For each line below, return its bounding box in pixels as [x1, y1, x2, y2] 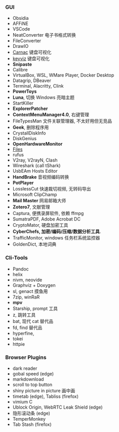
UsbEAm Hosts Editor [12, 168, 58, 174]
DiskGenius [12, 136, 37, 142]
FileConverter [12, 38, 42, 44]
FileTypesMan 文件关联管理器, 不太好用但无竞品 [12, 118, 112, 124]
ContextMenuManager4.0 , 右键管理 [12, 112, 90, 118]
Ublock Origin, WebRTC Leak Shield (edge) [12, 404, 103, 410]
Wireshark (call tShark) [12, 163, 61, 169]
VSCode [12, 26, 30, 32]
